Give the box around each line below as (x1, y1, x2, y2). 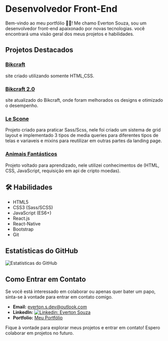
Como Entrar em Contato (5, 275, 86, 284)
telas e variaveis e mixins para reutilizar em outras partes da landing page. (5, 138, 162, 144)
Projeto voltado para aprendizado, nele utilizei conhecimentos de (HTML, (5, 162, 160, 168)
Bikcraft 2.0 (5, 85, 35, 93)
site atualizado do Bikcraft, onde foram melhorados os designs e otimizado (5, 97, 163, 103)
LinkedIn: (12, 309, 33, 315)
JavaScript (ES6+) (12, 210, 52, 216)
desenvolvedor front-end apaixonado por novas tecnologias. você (5, 25, 145, 31)
